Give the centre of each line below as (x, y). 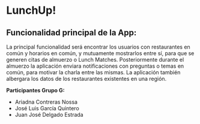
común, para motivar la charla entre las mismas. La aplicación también (93, 72)
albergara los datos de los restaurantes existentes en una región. (86, 79)
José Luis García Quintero (47, 108)
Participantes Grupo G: (35, 90)
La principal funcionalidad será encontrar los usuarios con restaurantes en (98, 47)
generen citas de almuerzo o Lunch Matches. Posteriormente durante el (95, 60)
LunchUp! (31, 10)
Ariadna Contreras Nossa (46, 102)
